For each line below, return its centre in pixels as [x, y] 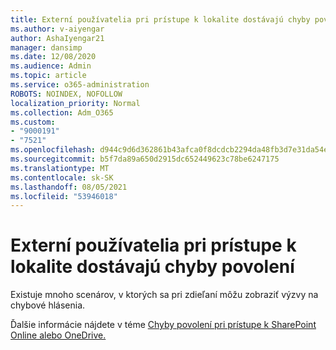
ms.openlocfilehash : [53, 150]
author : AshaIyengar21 [57, 38]
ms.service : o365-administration [80, 85]
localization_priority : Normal [75, 103]
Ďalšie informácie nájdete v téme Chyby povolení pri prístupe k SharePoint [163, 325]
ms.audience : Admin [51, 66]
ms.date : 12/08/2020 [53, 57]
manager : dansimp [46, 47]
